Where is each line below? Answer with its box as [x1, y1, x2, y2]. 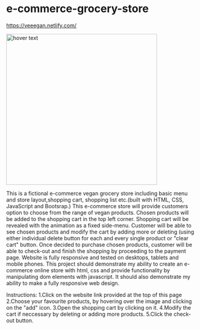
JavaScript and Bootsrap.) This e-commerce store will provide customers [6, 202, 189, 209]
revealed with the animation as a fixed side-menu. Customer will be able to [6, 222, 192, 229]
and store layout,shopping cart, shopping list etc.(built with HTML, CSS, [6, 196, 184, 203]
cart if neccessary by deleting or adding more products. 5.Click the [6, 310, 173, 318]
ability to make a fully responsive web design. [6, 279, 120, 287]
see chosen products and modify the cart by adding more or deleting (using [6, 228, 195, 235]
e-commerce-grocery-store [6, 2, 149, 16]
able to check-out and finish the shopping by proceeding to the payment [6, 247, 187, 255]
